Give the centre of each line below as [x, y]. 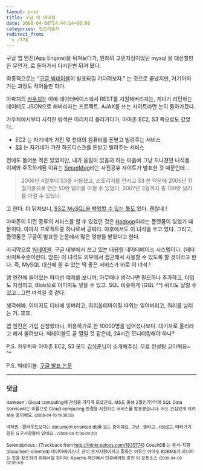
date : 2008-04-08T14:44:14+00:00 [48, 23]
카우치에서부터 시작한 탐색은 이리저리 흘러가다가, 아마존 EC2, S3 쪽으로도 [93, 119]
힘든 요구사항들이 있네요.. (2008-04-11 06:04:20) [52, 433]
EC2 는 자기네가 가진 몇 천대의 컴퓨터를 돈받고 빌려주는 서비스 [88, 140]
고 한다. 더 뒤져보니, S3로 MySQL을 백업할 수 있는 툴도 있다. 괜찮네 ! [87, 209]
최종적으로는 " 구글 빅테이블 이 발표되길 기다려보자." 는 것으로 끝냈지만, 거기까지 [99, 78]
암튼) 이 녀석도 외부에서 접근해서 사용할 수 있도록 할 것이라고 [119, 257]
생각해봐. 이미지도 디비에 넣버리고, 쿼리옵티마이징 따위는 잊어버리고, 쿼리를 [94, 305]
